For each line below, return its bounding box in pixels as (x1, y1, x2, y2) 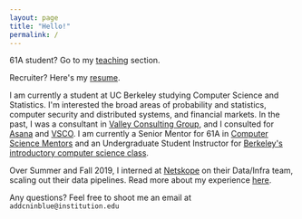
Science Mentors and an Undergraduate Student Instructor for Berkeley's (9, 138, 283, 149)
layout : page (9, 13, 59, 23)
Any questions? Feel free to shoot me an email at (9, 192, 192, 204)
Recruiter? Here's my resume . (9, 72, 121, 83)
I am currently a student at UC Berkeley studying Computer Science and (9, 90, 279, 100)
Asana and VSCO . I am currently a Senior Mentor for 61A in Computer (9, 129, 269, 139)
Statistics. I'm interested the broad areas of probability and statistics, (9, 100, 267, 110)
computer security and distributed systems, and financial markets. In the (9, 109, 280, 120)
